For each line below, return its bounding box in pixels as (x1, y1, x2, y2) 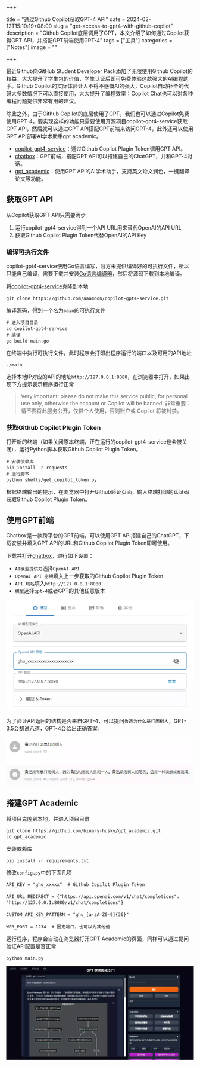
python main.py (6, 955, 44, 961)
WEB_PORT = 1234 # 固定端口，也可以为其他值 (6, 924, 110, 930)
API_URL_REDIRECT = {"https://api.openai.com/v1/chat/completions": (6, 893, 180, 900)
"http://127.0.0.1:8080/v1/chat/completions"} (6, 899, 124, 906)
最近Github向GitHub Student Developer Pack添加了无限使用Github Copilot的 (6, 68, 193, 75)
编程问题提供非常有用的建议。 (6, 97, 79, 105)
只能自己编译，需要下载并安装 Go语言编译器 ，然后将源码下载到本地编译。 (6, 270, 186, 277)
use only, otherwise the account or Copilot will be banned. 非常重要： (20, 400, 192, 407)
